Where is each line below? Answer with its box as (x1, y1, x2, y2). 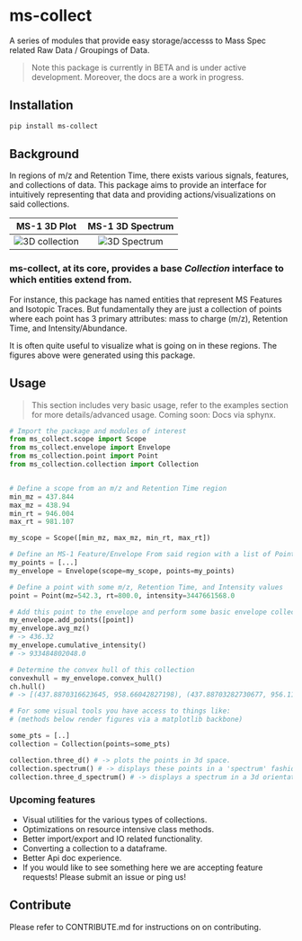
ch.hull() (9, 682, 47, 691)
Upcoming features (9, 794, 96, 806)
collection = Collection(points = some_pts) (9, 739, 171, 749)
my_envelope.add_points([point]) (9, 616, 135, 625)
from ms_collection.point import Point (9, 451, 159, 461)
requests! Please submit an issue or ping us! (22, 871, 187, 882)
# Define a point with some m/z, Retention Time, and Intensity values (9, 582, 283, 591)
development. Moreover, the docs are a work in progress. (31, 71, 244, 82)
